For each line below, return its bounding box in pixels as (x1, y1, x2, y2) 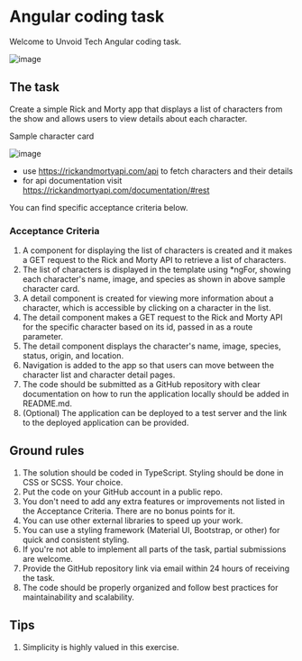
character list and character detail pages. (22, 369, 176, 380)
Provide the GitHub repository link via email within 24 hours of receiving (22, 563, 290, 574)
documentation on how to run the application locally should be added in (22, 389, 289, 400)
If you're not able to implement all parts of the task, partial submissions (22, 543, 287, 555)
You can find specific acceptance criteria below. (9, 202, 188, 213)
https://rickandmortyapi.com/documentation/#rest (22, 185, 210, 195)
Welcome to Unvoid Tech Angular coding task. (9, 36, 182, 47)
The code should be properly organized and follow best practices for (22, 582, 279, 593)
